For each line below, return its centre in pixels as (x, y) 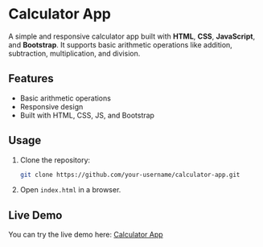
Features (31, 78)
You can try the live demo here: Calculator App (86, 235)
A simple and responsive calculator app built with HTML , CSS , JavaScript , (132, 36)
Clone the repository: (55, 160)
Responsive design (51, 106)
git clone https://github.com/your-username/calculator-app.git (130, 175)
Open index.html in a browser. (70, 190)
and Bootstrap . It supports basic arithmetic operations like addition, (121, 44)
